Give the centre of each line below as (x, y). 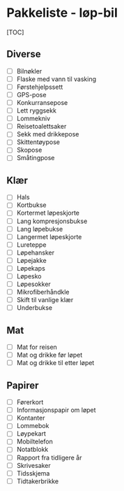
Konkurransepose (42, 102)
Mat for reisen (37, 347)
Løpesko (29, 276)
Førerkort (30, 402)
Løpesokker (34, 284)
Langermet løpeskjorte (49, 236)
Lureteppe (31, 244)
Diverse (24, 54)
